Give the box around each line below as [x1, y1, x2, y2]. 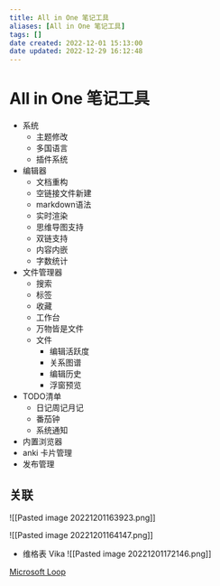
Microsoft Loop [9, 566, 66, 577]
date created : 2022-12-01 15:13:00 [9, 38, 143, 48]
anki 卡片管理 [22, 448, 72, 459]
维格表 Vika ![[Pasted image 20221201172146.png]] [22, 548, 212, 559]
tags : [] [9, 30, 42, 39]
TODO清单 [22, 391, 61, 402]
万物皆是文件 [35, 323, 84, 334]
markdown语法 [35, 200, 92, 210]
